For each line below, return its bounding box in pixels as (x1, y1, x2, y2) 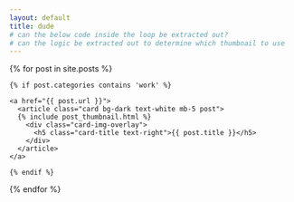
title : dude (9, 22, 54, 31)
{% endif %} (9, 168, 54, 178)
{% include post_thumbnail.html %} (17, 112, 152, 122)
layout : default (9, 13, 71, 23)
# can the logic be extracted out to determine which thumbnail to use (9, 38, 285, 48)
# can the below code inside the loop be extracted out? (9, 30, 229, 39)
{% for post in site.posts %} (9, 63, 113, 74)
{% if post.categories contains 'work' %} (9, 81, 172, 91)
